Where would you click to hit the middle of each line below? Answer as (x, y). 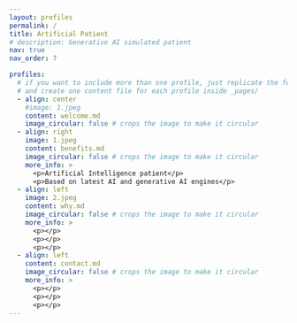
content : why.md (55, 206)
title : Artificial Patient (59, 34)
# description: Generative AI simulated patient (100, 42)
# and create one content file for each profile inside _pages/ (138, 91)
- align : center (47, 99)
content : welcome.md (63, 116)
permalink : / (33, 26)
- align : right (45, 132)
